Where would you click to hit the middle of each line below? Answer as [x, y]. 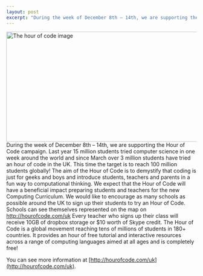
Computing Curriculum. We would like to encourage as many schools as [96, 196]
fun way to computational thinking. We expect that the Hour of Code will [96, 183]
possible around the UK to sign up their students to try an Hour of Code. [96, 203]
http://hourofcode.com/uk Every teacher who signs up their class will [92, 215]
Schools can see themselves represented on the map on [76, 209]
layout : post [23, 12]
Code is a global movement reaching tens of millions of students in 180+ [96, 229]
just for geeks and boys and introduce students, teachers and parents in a [98, 177]
